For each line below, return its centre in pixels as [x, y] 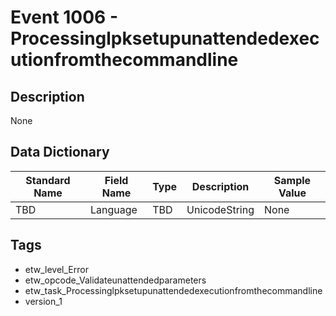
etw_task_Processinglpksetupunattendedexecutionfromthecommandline [173, 290]
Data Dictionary [60, 152]
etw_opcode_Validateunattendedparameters [115, 280]
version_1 [43, 301]
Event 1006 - [64, 17]
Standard [48, 180]
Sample [292, 180]
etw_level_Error [56, 269]
